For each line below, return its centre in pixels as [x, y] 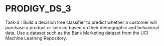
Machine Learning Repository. [36, 38]
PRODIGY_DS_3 [38, 9]
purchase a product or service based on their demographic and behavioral [82, 27]
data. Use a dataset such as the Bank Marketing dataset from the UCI [77, 33]
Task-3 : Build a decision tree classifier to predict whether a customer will [81, 22]
